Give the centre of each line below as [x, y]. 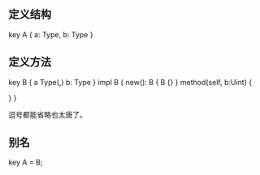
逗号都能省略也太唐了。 [48, 114]
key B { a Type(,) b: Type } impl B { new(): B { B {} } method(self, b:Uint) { [130, 82]
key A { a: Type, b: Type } [51, 34]
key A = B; [26, 162]
